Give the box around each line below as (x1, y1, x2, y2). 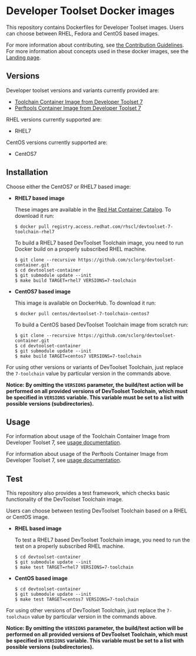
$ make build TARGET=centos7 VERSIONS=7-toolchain (14, 353, 142, 359)
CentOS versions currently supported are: (6, 139, 108, 146)
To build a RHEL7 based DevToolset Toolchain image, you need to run (14, 239, 184, 246)
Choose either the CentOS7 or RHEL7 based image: (6, 183, 131, 190)
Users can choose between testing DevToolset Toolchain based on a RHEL (6, 507, 187, 514)
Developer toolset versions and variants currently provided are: (6, 87, 160, 94)
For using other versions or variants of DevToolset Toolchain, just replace (6, 363, 184, 370)
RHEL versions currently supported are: (6, 116, 102, 123)
